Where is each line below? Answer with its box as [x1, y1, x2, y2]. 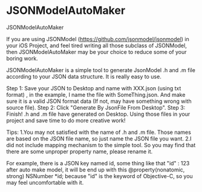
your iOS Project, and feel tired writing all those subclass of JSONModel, [6, 42, 187, 49]
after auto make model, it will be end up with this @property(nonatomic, [6, 166, 185, 173]
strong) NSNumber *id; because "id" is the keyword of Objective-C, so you [6, 172, 194, 179]
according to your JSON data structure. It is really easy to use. [6, 73, 161, 80]
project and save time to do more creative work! [6, 116, 126, 124]
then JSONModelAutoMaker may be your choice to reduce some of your [6, 48, 187, 55]
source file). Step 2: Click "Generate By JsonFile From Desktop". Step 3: [6, 104, 186, 111]
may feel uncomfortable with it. [6, 179, 84, 186]
